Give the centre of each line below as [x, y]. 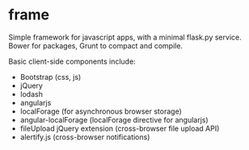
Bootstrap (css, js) [51, 77]
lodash [31, 94]
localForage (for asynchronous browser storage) [101, 111]
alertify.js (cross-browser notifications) [85, 137]
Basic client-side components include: [72, 61]
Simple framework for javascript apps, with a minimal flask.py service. [125, 37]
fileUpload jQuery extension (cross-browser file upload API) [120, 128]
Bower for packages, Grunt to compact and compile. [96, 45]
